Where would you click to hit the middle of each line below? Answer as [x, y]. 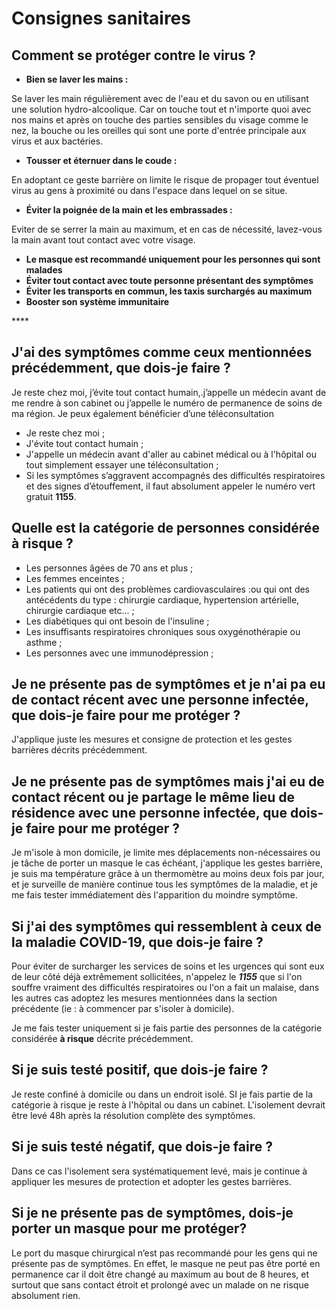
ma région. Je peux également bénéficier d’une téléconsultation [142, 413]
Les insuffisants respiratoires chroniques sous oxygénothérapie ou [163, 631]
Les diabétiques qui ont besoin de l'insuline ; [117, 621]
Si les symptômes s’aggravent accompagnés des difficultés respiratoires [175, 475]
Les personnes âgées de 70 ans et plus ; [109, 568]
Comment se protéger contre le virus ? [133, 55]
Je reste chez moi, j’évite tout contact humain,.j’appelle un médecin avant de [169, 392]
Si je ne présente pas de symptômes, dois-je [152, 1213]
